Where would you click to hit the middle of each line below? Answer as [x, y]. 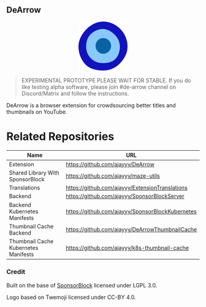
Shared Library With [34, 172]
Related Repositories [60, 137]
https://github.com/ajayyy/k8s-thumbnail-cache [127, 248]
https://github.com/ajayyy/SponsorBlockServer [125, 196]
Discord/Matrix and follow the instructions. [75, 93]
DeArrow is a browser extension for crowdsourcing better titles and [91, 105]
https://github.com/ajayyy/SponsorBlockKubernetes [132, 211]
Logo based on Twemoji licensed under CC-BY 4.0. [71, 297]
